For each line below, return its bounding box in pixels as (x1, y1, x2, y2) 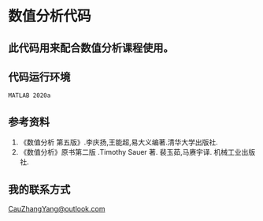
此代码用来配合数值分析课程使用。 (8, 41, 174, 54)
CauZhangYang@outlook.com (8, 204, 106, 214)
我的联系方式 (8, 182, 71, 196)
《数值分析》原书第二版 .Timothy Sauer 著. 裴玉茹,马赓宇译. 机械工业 (19, 148, 242, 157)
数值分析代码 (8, 7, 92, 25)
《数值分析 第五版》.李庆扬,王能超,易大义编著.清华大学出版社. (19, 137, 218, 147)
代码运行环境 (8, 70, 71, 84)
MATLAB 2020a (8, 92, 51, 99)
